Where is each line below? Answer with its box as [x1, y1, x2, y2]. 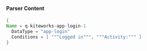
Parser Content [6, 5, 44, 12]
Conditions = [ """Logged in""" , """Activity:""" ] [11, 34, 142, 40]
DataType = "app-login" [11, 28, 70, 35]
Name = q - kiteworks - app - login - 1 [6, 23, 86, 29]
